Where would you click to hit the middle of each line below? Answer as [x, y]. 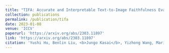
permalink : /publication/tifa [37, 19]
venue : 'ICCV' [20, 29]
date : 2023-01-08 [23, 24]
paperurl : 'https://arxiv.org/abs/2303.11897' [55, 33]
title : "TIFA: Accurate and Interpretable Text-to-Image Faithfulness [81, 10]
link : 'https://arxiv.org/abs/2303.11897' [50, 38]
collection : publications [32, 15]
